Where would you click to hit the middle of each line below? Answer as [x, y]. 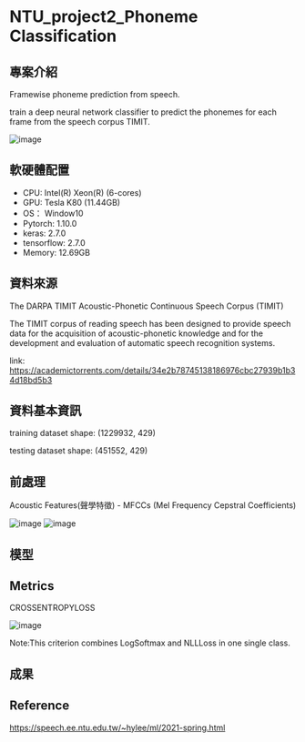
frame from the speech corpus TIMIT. [80, 122]
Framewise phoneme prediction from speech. [95, 94]
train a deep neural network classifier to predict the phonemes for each [143, 112]
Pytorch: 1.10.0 [50, 223]
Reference [40, 706]
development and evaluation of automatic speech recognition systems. [142, 342]
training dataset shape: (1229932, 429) [83, 433]
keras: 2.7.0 [44, 233]
